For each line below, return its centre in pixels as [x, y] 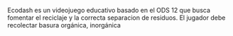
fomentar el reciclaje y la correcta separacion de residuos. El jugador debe [116, 18]
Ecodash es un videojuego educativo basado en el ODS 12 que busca [109, 10]
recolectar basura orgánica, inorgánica [64, 25]
